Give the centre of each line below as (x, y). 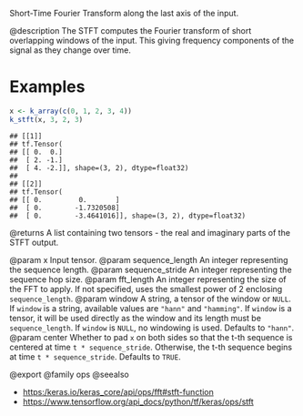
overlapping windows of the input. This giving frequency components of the (151, 41)
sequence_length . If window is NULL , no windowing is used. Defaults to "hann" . (152, 328)
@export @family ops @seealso (69, 374)
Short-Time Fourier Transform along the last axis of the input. (124, 13)
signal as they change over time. (71, 50)
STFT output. (34, 242)
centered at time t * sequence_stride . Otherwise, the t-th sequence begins (151, 347)
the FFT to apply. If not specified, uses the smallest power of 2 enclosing (146, 289)
